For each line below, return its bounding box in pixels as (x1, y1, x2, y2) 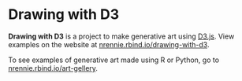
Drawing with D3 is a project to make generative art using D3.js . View (8, 31, 235, 41)
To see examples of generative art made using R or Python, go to (8, 55, 219, 64)
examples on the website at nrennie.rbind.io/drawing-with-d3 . (8, 39, 210, 49)
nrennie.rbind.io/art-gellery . (8, 63, 99, 72)
